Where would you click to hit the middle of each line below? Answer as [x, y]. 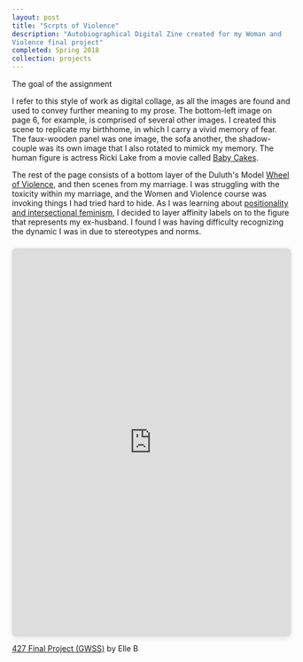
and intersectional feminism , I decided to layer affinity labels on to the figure [151, 213]
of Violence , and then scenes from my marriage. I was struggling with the [146, 184]
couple [24, 148]
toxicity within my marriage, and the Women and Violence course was [139, 193]
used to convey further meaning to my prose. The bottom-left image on [142, 110]
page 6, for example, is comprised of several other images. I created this [144, 120]
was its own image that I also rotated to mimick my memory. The [156, 148]
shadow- [255, 139]
